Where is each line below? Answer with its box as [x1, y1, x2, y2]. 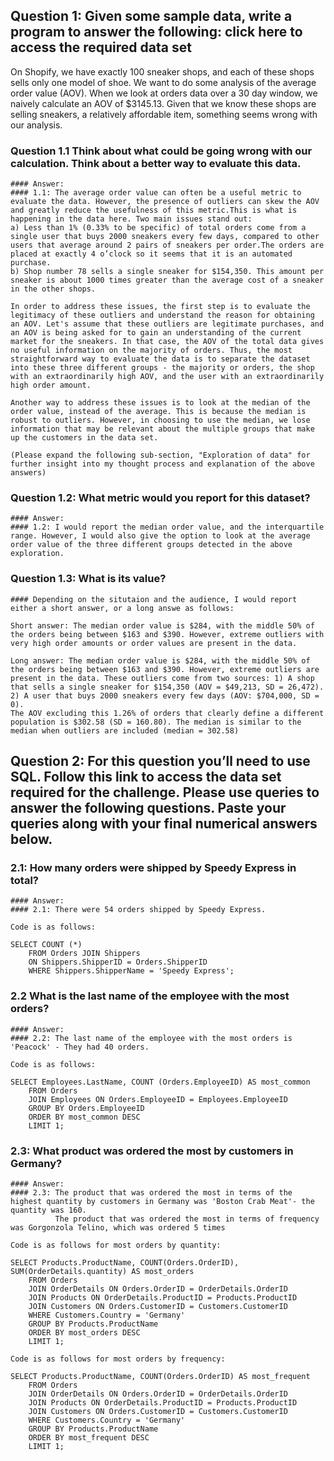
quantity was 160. [10, 1205, 87, 1215]
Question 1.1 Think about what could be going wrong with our [10, 144, 313, 158]
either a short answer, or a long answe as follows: [10, 603, 235, 613]
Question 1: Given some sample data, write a [10, 8, 293, 25]
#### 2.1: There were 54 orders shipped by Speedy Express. [10, 905, 267, 915]
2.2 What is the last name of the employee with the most [10, 989, 290, 1003]
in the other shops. [10, 284, 97, 294]
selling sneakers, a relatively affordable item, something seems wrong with [10, 108, 318, 120]
